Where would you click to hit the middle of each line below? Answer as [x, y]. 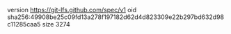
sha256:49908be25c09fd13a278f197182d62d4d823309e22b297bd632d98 [116, 17]
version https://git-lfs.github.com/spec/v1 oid [72, 10]
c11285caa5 [24, 24]
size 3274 [56, 24]
